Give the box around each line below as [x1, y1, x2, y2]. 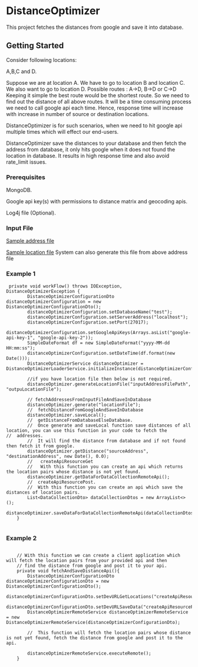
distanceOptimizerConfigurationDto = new [6, 578, 110, 584]
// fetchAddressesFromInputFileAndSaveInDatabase [27, 397, 151, 402]
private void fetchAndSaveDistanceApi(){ [16, 567, 120, 574]
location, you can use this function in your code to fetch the [6, 427, 167, 434]
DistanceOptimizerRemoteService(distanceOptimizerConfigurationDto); [6, 619, 181, 625]
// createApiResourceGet [27, 458, 94, 464]
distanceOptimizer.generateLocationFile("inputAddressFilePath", [27, 381, 192, 387]
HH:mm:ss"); [6, 345, 35, 351]
